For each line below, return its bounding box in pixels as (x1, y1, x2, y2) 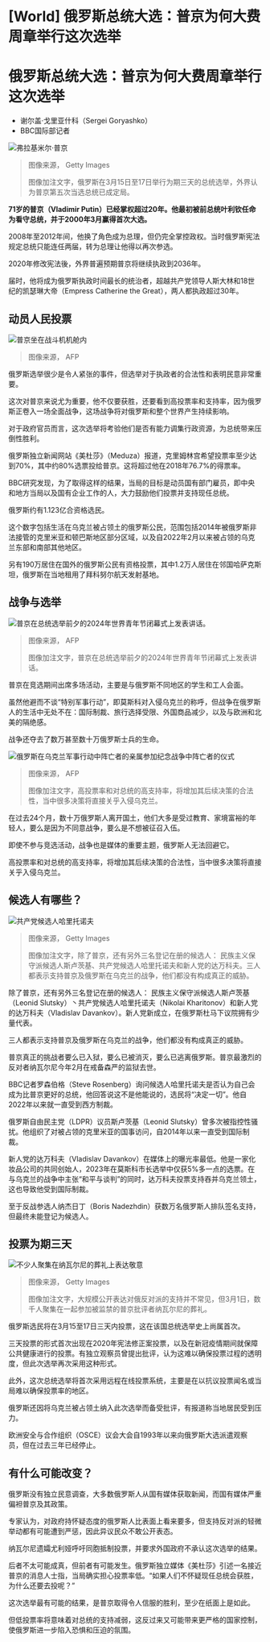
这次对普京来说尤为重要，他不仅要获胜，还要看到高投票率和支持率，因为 (8, 396, 247, 405)
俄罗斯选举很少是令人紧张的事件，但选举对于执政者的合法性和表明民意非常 (8, 368, 255, 379)
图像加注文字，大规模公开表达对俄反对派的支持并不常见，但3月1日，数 (27, 1295, 261, 1304)
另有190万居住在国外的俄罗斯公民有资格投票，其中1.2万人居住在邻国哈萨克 (8, 559, 255, 569)
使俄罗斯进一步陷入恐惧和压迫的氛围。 (8, 1625, 135, 1635)
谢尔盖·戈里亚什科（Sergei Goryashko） (19, 116, 153, 126)
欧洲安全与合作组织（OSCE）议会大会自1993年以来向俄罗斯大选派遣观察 (8, 1430, 248, 1440)
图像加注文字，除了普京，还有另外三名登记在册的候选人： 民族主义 (27, 950, 249, 960)
